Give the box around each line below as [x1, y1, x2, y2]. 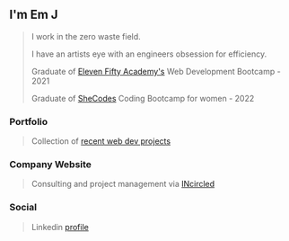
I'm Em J [9, 7, 58, 22]
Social [9, 201, 38, 214]
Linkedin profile [31, 221, 90, 232]
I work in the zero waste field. [31, 31, 141, 41]
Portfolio [9, 115, 48, 128]
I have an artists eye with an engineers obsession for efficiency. [31, 49, 267, 59]
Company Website [9, 158, 92, 171]
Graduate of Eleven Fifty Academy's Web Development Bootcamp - [31, 66, 281, 76]
